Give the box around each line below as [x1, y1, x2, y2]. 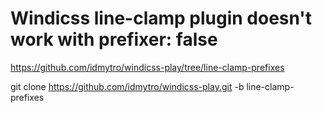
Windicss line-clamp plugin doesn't [10, 7, 313, 30]
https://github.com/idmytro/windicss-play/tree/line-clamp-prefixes [10, 61, 285, 73]
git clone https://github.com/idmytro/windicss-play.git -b [10, 80, 245, 92]
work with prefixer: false [10, 28, 218, 51]
